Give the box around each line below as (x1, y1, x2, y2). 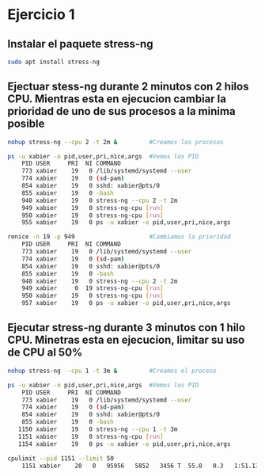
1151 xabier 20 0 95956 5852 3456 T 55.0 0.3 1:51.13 (21, 462, 259, 470)
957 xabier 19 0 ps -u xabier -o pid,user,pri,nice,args (21, 299, 231, 307)
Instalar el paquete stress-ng (7, 37, 153, 51)
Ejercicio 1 (7, 6, 75, 24)
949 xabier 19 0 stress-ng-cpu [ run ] (21, 204, 164, 211)
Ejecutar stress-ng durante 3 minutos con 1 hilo (7, 321, 246, 334)
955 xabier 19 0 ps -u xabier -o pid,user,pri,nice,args (21, 219, 231, 227)
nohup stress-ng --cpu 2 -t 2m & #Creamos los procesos (7, 138, 224, 146)
